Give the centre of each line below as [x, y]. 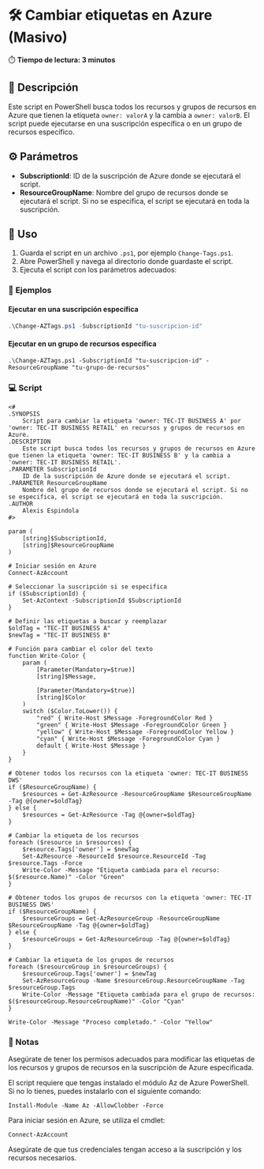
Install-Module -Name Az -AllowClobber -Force [86, 1106]
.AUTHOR [21, 504]
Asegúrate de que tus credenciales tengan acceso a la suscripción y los [125, 1149]
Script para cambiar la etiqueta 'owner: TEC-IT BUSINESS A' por [132, 421]
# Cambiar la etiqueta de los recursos [74, 835]
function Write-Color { [47, 656]
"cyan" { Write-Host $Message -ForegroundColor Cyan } [128, 739]
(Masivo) [38, 38]
